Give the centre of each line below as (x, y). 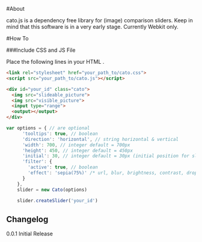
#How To (17, 38)
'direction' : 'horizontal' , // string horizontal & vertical (100, 139)
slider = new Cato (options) (52, 190)
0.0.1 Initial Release (29, 234)
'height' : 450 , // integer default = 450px (78, 150)
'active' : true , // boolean (63, 167)
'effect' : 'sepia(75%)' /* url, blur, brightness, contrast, (106, 173)
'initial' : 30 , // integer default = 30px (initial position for (106, 156)
